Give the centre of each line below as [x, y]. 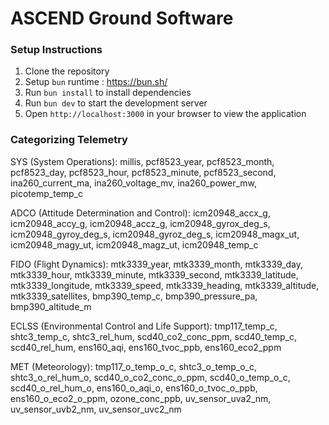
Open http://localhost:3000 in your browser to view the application [165, 114]
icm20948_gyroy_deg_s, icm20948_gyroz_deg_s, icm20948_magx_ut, [155, 234]
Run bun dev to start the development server [116, 103]
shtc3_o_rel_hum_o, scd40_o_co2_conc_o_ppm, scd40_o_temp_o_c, [150, 377]
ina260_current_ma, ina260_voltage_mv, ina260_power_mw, [134, 183]
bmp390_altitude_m [51, 306]
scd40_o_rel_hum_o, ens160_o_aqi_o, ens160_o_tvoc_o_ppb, [134, 388]
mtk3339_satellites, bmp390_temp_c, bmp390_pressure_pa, [134, 296]
